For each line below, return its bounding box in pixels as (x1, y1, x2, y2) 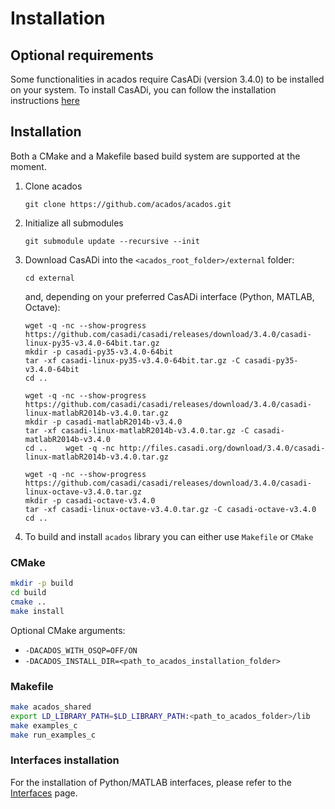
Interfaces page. (10, 787, 78, 799)
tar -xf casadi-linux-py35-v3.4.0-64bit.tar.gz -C (24, 355, 241, 366)
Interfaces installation (10, 753, 120, 767)
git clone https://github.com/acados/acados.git (24, 199, 232, 209)
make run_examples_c (10, 730, 97, 740)
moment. (10, 160, 47, 172)
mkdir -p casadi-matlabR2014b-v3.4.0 (24, 417, 183, 427)
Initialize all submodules (24, 217, 124, 229)
